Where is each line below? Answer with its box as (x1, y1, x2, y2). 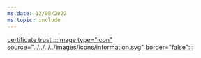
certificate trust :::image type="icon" (7, 35, 113, 43)
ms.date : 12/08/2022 (7, 10, 68, 17)
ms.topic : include (7, 17, 61, 23)
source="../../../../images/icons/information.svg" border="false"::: (7, 43, 194, 51)
